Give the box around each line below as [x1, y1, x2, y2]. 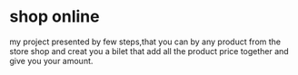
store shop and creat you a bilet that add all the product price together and [9, 45, 289, 56]
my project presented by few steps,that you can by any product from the [9, 36, 282, 47]
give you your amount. [9, 55, 94, 66]
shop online [9, 6, 100, 27]
